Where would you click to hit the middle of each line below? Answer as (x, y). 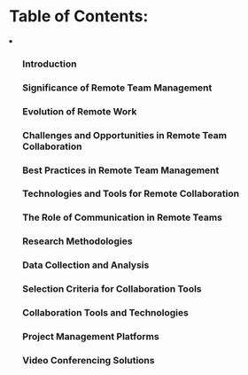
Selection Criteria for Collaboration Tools (112, 289)
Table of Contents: (79, 16)
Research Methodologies (77, 241)
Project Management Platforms (90, 336)
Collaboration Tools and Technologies (105, 313)
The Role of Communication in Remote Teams (122, 217)
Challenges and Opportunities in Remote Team (124, 135)
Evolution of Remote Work (79, 111)
